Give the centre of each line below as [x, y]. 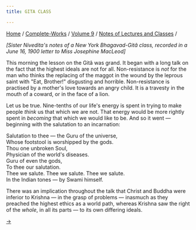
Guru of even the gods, [34, 160]
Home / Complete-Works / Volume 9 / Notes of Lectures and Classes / [92, 34]
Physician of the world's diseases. [48, 155]
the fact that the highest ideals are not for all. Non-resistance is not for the [97, 69]
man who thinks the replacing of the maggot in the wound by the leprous [94, 75]
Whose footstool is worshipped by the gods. [60, 142]
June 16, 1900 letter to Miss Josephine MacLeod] [66, 51]
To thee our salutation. [33, 167]
